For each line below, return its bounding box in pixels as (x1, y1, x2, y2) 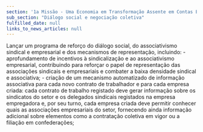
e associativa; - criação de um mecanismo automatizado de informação (6, 74, 185, 81)
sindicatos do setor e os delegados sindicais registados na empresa (6, 93, 176, 101)
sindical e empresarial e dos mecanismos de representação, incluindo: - (6, 49, 186, 56)
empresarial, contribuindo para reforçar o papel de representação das (6, 61, 181, 69)
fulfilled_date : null (6, 20, 61, 26)
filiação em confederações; (6, 119, 74, 127)
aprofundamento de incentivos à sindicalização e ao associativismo (6, 55, 175, 62)
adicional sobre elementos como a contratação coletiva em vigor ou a (6, 113, 180, 120)
